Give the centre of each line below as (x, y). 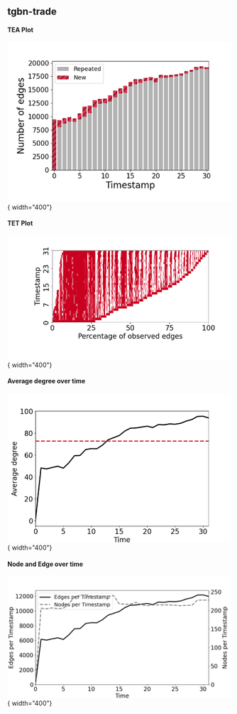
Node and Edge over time (45, 564)
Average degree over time (46, 381)
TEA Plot (21, 30)
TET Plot (20, 223)
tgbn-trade (32, 12)
